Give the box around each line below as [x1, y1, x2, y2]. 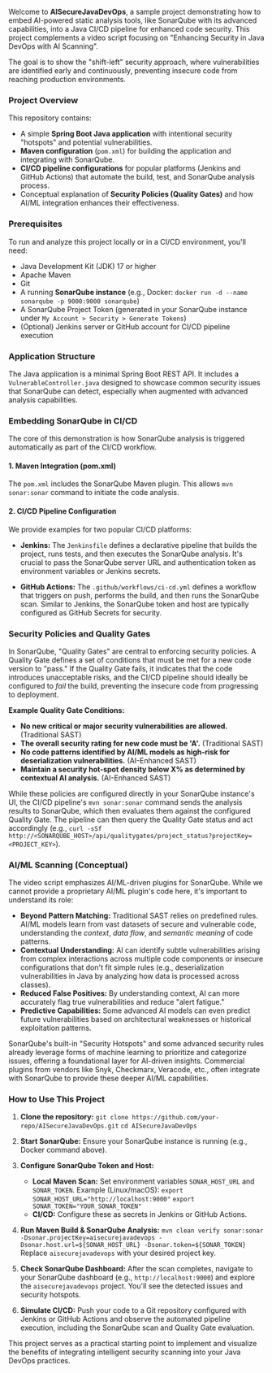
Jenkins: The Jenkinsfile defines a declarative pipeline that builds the [19, 540, 257, 550]
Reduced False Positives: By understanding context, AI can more [19, 988, 240, 998]
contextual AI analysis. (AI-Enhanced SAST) [19, 772, 171, 783]
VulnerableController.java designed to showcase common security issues [8, 377, 261, 387]
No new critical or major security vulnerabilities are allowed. [19, 721, 228, 731]
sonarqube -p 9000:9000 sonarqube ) [19, 296, 140, 306]
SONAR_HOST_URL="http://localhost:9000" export [32, 1195, 195, 1204]
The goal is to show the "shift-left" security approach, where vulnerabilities [8, 57, 260, 67]
